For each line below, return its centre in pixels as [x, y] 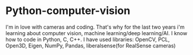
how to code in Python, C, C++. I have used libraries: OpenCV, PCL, [88, 39]
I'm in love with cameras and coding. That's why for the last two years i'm [95, 27]
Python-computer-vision [68, 11]
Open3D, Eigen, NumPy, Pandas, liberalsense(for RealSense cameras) [91, 46]
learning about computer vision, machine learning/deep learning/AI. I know [97, 33]
